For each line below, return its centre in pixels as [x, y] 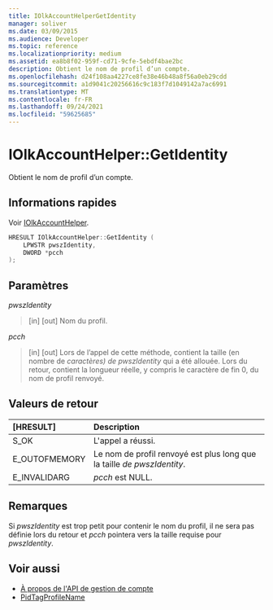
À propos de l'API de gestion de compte [87, 588]
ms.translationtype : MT [49, 92]
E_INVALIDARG [41, 477]
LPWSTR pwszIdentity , [59, 245]
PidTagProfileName [52, 597]
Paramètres [39, 285]
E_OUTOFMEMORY [49, 459]
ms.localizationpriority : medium [65, 54]
